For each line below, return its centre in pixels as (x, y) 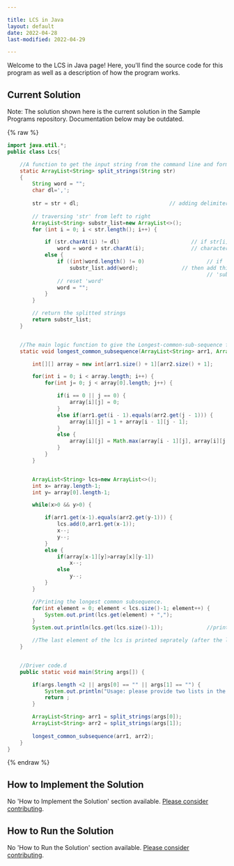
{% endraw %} (29, 763)
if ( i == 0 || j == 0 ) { (92, 396)
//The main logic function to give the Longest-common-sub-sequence (121, 345)
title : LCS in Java (36, 20)
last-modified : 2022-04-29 (46, 39)
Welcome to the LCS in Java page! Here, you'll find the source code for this (115, 65)
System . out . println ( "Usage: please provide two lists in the (135, 691)
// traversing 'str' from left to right (92, 216)
